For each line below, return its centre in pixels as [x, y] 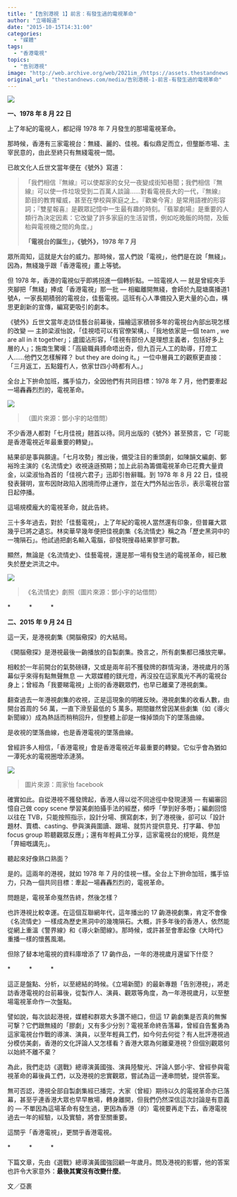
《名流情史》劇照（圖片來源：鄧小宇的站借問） [92, 592]
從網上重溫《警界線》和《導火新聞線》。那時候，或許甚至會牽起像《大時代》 [117, 930]
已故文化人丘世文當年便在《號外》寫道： [66, 167]
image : [17, 73]
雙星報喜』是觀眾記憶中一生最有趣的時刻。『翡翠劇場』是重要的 [131, 209]
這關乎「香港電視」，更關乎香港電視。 [61, 1132]
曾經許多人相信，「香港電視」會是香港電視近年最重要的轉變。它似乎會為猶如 [117, 748]
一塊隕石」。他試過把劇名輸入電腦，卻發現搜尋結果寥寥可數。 [95, 540]
